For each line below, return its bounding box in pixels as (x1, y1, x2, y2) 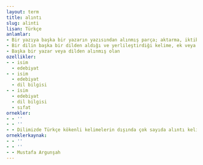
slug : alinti (6, 20, 39, 26)
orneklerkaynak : (6, 132, 47, 139)
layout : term (6, 8, 39, 15)
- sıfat (11, 104, 31, 111)
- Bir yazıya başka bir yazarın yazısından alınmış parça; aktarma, (6, 37, 182, 43)
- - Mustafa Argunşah (6, 149, 61, 155)
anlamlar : (6, 31, 31, 37)
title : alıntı (6, 15, 42, 21)
